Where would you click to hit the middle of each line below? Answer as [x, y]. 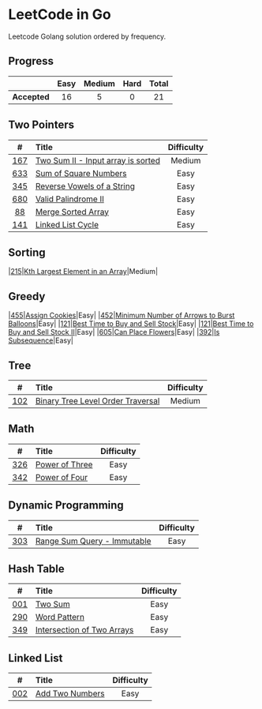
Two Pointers [41, 125]
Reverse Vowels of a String [85, 186]
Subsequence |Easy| [41, 340]
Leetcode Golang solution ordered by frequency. [87, 36]
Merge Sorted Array [72, 212]
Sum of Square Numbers [81, 173]
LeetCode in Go [60, 15]
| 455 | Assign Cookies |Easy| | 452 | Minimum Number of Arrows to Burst [122, 315]
